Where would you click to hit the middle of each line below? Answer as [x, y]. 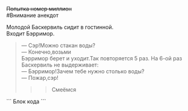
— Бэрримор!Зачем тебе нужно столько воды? [83, 71]
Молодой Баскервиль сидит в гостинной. [60, 27]
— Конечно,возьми [46, 52]
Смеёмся [64, 90]
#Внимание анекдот [33, 15]
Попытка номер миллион [39, 9]
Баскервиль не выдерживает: [60, 65]
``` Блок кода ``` [26, 101]
